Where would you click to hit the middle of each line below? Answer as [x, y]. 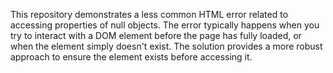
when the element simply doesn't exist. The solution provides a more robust [166, 46]
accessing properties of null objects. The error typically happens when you [165, 25]
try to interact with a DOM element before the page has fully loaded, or [156, 35]
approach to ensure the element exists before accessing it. [131, 57]
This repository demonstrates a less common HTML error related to [149, 14]
